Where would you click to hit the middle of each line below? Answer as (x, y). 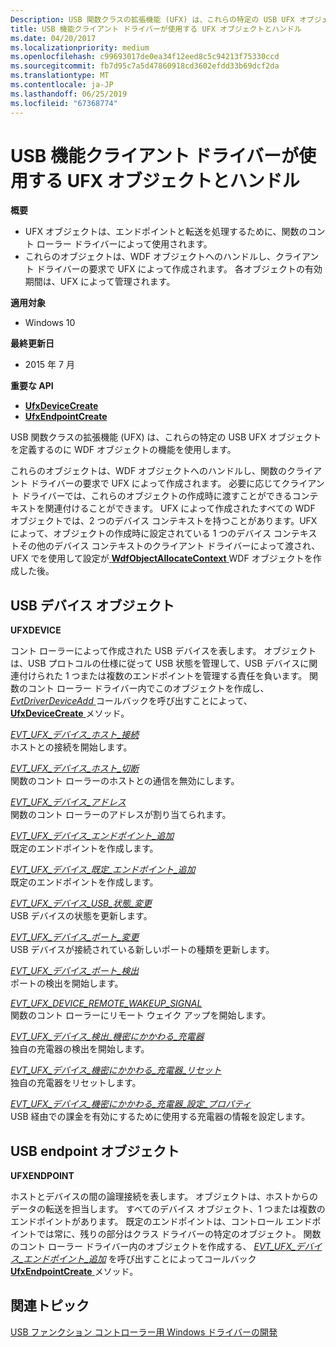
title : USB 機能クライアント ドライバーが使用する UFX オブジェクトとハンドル (156, 29)
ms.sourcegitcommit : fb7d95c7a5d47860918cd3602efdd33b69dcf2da (145, 66)
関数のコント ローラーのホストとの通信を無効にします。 (125, 781)
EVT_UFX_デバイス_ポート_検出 (75, 971)
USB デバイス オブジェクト (92, 605)
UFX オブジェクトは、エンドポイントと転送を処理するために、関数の (166, 232)
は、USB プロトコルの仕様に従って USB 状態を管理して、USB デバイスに (160, 663)
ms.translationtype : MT (60, 76)
